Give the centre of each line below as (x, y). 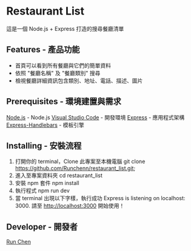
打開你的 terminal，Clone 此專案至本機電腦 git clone (80, 161)
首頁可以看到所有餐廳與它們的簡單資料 (63, 65)
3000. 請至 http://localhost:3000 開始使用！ (70, 206)
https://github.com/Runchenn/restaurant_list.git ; (75, 169)
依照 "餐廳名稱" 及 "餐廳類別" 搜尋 (58, 73)
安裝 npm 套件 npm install (47, 183)
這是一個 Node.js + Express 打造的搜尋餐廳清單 (65, 28)
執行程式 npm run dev (42, 191)
